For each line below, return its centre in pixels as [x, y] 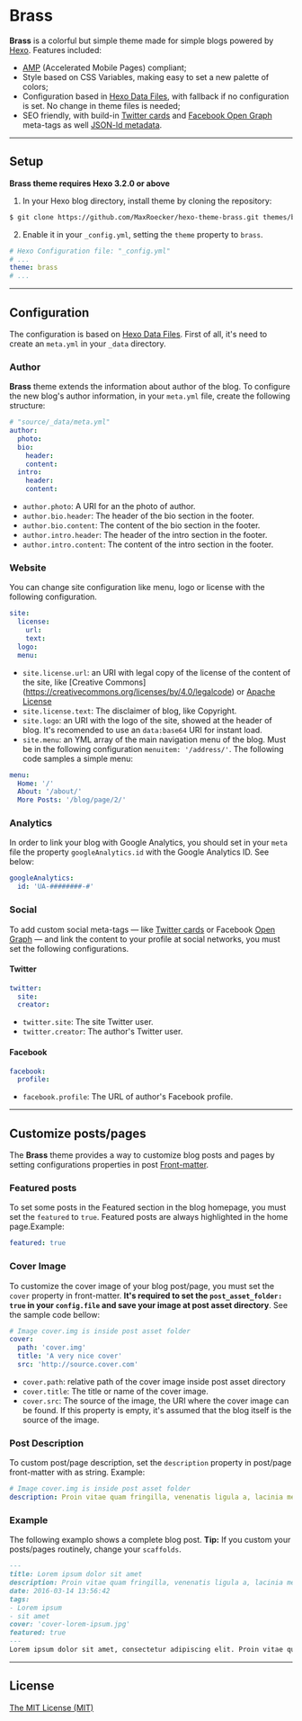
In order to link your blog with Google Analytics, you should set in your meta [148, 843]
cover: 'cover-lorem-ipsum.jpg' [70, 1625]
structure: [27, 406]
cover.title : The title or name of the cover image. [115, 1391]
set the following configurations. [69, 948]
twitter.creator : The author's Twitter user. [102, 1032]
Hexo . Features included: [55, 49]
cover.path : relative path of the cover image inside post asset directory [154, 1381]
